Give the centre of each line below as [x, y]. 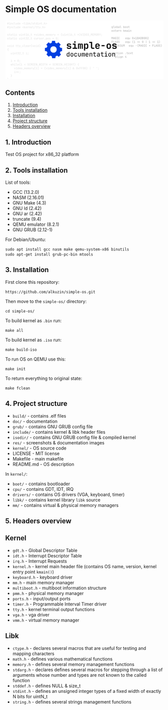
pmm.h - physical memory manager [48, 593]
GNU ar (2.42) [27, 214]
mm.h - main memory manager [43, 582]
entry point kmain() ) [33, 572]
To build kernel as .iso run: [33, 340]
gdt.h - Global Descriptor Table [45, 550]
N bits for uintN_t [30, 696]
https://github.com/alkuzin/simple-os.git [50, 292]
